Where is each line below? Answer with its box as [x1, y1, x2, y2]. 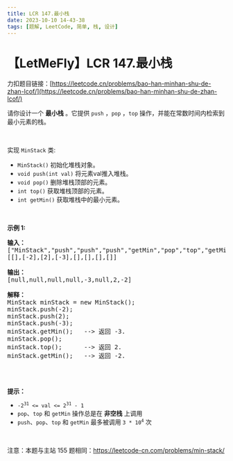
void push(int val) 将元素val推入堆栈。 [17, 170, 132, 178]
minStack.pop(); [7, 335, 62, 343]
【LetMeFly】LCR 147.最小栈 [7, 55, 173, 71]
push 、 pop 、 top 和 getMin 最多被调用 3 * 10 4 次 [17, 418, 152, 426]
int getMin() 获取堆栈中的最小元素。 [17, 195, 123, 204]
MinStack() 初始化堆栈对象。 [17, 161, 99, 169]
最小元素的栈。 [7, 118, 50, 126]
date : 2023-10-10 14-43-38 [7, 17, 85, 24]
